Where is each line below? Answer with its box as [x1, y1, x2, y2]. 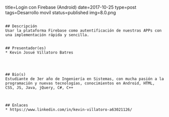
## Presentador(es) [5, 46, 47, 51]
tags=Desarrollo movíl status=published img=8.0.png [5, 10, 116, 16]
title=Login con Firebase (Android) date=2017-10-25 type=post [5, 5, 137, 10]
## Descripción [5, 24, 37, 29]
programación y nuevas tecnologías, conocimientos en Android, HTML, [5, 81, 155, 86]
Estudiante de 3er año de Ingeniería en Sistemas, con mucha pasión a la [5, 76, 164, 81]
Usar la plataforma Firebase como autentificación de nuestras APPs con [5, 28, 162, 33]
